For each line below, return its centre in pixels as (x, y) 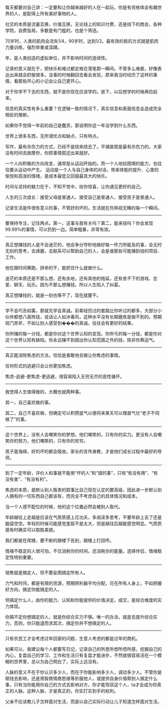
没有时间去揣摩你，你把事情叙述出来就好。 (49, 153)
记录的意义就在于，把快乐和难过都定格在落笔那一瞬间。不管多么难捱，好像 (81, 68)
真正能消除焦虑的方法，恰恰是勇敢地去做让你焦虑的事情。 (64, 355)
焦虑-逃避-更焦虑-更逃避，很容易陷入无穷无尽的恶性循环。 (65, 376)
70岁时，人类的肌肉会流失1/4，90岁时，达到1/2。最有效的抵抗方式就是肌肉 (82, 41)
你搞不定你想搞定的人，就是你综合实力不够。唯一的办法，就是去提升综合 (79, 617)
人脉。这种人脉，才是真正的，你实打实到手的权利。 (66, 691)
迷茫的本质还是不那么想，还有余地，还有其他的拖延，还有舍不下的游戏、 (79, 278)
